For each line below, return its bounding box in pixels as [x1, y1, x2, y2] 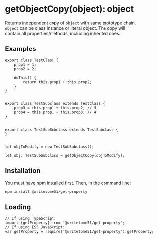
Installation [5, 167, 41, 175]
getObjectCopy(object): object [5, 3, 134, 15]
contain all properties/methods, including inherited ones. [5, 30, 121, 36]
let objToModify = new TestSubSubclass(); [5, 144, 94, 149]
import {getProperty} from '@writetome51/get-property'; [5, 220, 125, 226]
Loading [5, 203, 31, 211]
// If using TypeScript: [5, 216, 56, 221]
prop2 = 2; [14, 66, 37, 71]
